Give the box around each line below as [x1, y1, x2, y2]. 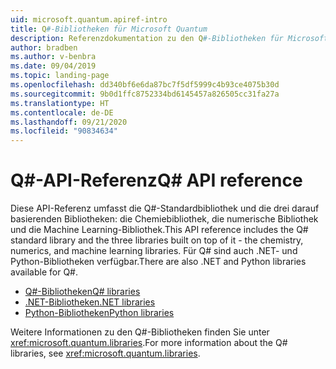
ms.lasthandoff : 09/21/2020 [10, 117, 128, 127]
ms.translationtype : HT [10, 98, 110, 108]
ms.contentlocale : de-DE [10, 107, 114, 118]
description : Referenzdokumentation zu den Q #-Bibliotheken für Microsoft [10, 33, 329, 43]
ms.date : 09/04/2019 [10, 61, 97, 71]
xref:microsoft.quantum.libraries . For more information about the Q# [10, 337, 288, 349]
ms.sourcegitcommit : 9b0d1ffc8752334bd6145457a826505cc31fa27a [10, 89, 280, 99]
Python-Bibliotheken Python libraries [24, 307, 175, 319]
